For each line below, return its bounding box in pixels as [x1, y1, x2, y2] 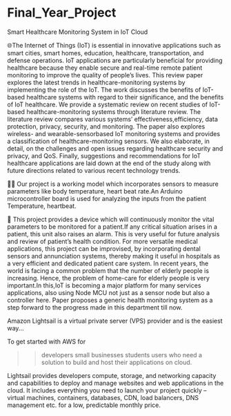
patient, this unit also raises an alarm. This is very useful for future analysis [7, 229, 220, 238]
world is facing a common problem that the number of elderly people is [7, 266, 209, 274]
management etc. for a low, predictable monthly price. [7, 401, 161, 409]
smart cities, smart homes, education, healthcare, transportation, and [7, 48, 204, 57]
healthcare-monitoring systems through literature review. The [26, 107, 201, 115]
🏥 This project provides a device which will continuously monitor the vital [7, 215, 214, 223]
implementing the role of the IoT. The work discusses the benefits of [7, 85, 201, 94]
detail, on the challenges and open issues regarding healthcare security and [7, 144, 223, 153]
